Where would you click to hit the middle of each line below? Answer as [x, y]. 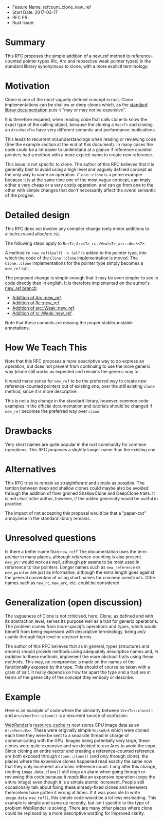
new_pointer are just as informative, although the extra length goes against [80, 572]
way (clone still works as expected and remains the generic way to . [73, 371]
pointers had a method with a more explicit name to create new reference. [79, 155]
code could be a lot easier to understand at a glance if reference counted [78, 149]
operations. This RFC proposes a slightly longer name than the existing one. [81, 449]
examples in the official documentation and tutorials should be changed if [79, 406]
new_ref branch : [21, 288]
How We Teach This [46, 347]
